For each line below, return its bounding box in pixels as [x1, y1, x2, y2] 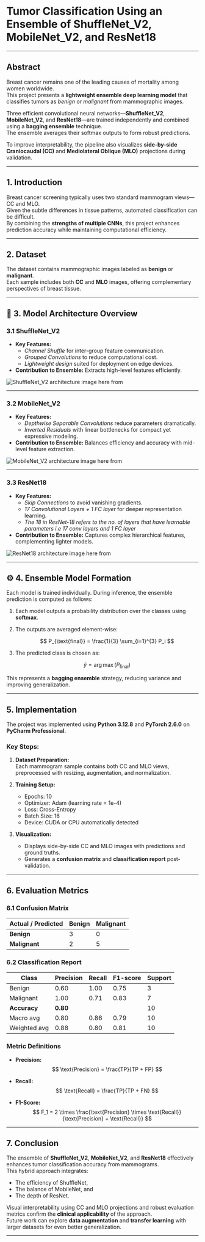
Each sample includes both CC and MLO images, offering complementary [6, 278, 192, 286]
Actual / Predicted [9, 920, 63, 928]
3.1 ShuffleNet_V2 [6, 327, 60, 335]
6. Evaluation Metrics [6, 885, 89, 896]
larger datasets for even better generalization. [6, 1223, 122, 1231]
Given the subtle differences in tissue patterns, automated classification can [6, 206, 198, 214]
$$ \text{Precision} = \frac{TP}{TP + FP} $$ [51, 1066, 163, 1073]
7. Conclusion [6, 1138, 59, 1149]
